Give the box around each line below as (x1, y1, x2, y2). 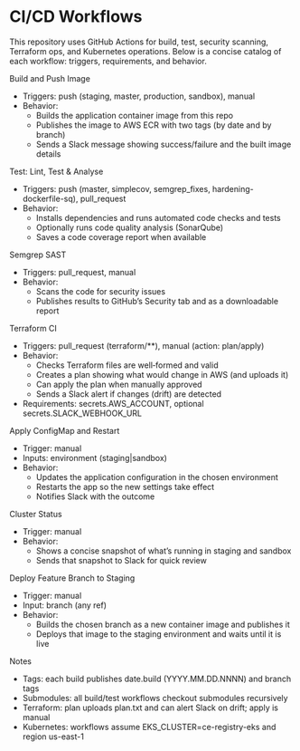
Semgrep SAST (9, 249, 67, 260)
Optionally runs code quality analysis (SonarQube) (35, 222, 224, 233)
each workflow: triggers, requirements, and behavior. (9, 55, 208, 66)
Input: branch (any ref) (22, 600, 107, 611)
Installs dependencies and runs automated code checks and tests (35, 212, 282, 223)
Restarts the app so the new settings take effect (35, 481, 215, 492)
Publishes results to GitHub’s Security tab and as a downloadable (35, 295, 278, 306)
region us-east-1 (22, 731, 84, 742)
